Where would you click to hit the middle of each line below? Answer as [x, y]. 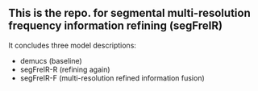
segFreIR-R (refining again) [65, 69]
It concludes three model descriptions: [73, 45]
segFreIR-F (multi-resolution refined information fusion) [112, 78]
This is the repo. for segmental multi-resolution [130, 13]
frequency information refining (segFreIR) [116, 26]
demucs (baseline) [51, 60]
